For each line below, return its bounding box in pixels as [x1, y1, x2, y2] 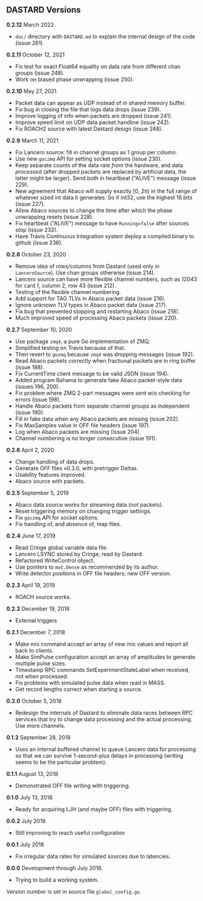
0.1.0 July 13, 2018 [6, 793, 53, 801]
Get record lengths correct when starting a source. [15, 685, 143, 693]
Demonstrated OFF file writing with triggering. [15, 782, 131, 789]
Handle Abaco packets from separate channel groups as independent [15, 402, 190, 409]
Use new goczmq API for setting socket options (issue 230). [15, 155, 162, 162]
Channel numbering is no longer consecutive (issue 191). [15, 434, 157, 442]
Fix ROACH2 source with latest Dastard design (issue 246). [15, 125, 163, 132]
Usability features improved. [15, 471, 86, 478]
